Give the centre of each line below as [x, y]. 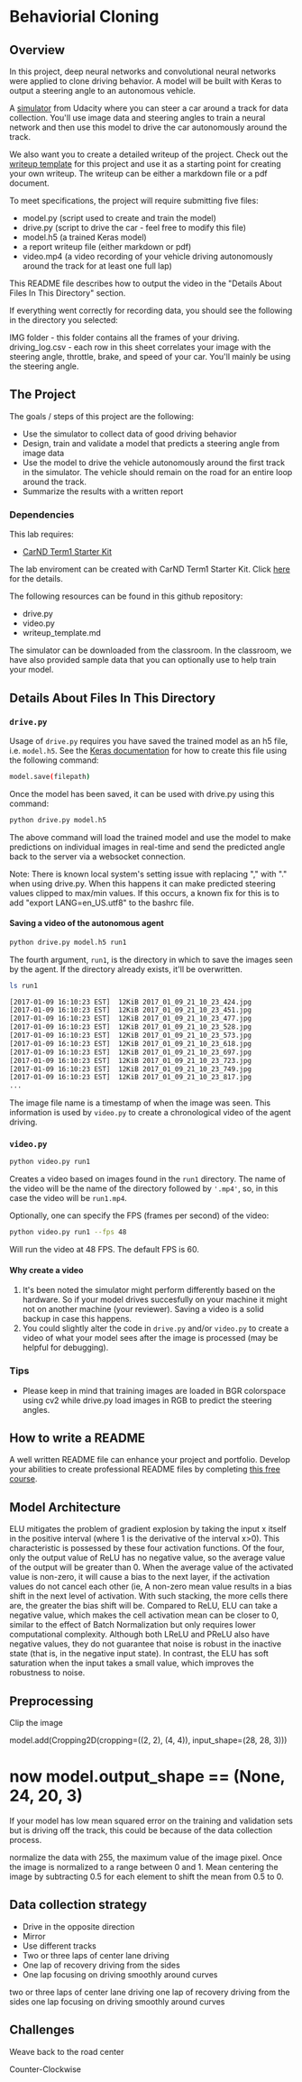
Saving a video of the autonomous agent [87, 923]
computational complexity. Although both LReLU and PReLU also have [140, 1635]
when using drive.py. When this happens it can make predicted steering [143, 883]
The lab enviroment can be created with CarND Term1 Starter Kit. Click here [150, 569]
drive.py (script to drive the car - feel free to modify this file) [134, 228]
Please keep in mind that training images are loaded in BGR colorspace [154, 1390]
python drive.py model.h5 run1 [68, 942]
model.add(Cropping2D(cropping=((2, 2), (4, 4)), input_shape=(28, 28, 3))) [148, 1740]
